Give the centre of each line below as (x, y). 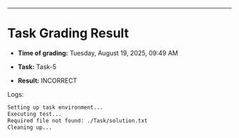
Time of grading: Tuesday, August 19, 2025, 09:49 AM (98, 53)
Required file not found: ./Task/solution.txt (78, 121)
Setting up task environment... (55, 107)
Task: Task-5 (37, 67)
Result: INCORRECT (47, 80)
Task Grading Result (68, 33)
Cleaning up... (30, 127)
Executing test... (34, 114)
